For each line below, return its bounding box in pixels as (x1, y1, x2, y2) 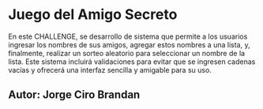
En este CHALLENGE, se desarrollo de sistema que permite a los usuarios (8, 32, 248, 41)
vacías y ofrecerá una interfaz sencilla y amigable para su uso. (8, 65, 212, 74)
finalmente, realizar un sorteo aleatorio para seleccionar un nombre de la (8, 48, 246, 58)
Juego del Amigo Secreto (8, 6, 178, 24)
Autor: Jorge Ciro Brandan (8, 88, 141, 102)
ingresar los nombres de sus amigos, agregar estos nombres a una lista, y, (8, 39, 250, 49)
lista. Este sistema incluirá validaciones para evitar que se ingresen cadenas (8, 57, 256, 66)
